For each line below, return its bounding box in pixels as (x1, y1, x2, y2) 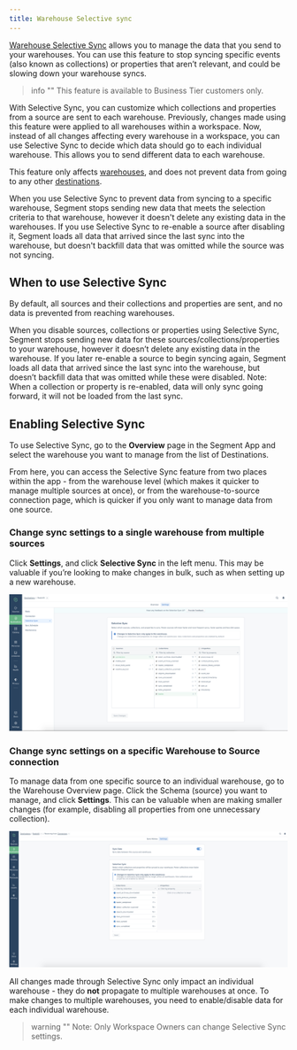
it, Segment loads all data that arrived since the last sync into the (9, 230, 245, 241)
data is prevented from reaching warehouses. (9, 308, 175, 319)
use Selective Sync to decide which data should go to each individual (9, 140, 263, 151)
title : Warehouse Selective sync (9, 14, 133, 23)
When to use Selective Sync (9, 275, 167, 290)
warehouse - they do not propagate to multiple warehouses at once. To (9, 985, 270, 996)
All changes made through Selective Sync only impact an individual (9, 977, 255, 986)
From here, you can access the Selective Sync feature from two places (9, 467, 268, 477)
